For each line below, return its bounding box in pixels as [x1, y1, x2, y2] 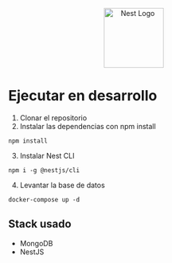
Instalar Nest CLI [19, 151, 75, 160]
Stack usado [8, 218, 72, 231]
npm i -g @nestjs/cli [8, 166, 80, 175]
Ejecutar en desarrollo [8, 87, 158, 105]
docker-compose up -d [8, 195, 80, 203]
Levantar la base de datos [19, 180, 105, 190]
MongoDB [19, 238, 53, 248]
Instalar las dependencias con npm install [19, 121, 157, 131]
